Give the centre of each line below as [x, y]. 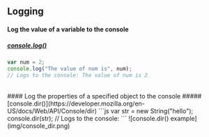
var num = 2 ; [26, 62]
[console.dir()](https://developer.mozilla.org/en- [76, 103]
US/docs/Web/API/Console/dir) [52, 110]
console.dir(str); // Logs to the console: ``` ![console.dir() [88, 118]
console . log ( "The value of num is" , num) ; [70, 68]
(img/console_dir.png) [39, 126]
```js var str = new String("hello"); [146, 110]
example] [184, 118]
